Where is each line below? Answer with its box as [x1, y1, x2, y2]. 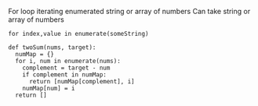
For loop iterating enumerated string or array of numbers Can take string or [8, 7, 251, 16]
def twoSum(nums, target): [8, 44, 96, 51]
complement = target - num [22, 64, 111, 72]
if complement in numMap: [22, 71, 107, 79]
